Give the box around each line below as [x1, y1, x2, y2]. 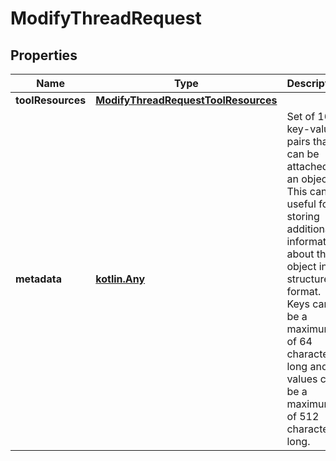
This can [286, 185, 328, 198]
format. [286, 285, 322, 298]
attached [286, 160, 329, 173]
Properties [10, 47, 78, 64]
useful [286, 197, 317, 211]
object [286, 260, 317, 273]
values [286, 372, 318, 386]
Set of [286, 110, 316, 123]
